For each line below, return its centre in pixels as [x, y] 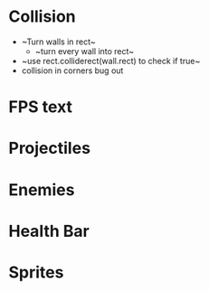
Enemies [42, 189]
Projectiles [50, 149]
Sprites [36, 272]
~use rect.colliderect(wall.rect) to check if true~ [111, 61]
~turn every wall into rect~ [85, 51]
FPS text [41, 107]
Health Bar [49, 231]
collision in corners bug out [72, 70]
